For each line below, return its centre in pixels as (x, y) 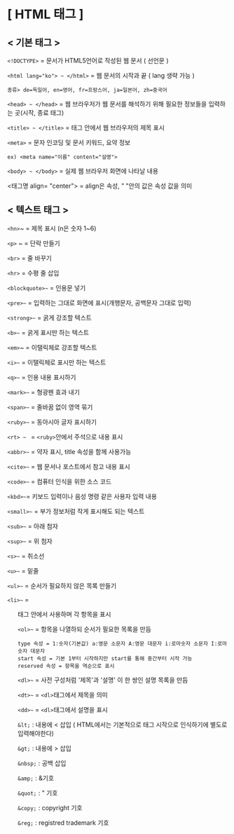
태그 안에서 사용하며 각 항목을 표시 (64, 614)
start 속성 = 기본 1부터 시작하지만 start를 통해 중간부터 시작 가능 (105, 658)
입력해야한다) (36, 733)
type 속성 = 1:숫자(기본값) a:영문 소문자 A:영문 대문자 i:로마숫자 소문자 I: (117, 643)
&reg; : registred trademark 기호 (63, 822)
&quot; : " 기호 (37, 793)
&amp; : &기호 (36, 778)
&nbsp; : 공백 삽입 (42, 763)
